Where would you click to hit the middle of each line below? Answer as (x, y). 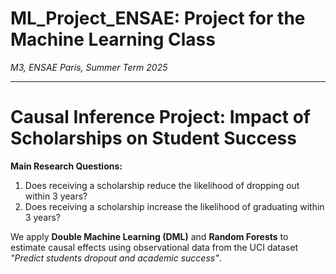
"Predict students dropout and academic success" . (116, 258)
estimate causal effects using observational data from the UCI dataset (154, 247)
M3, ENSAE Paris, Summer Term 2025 (89, 67)
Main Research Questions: (66, 166)
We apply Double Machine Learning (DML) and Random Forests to (149, 236)
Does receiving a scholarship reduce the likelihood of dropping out (162, 185)
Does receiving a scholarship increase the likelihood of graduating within (174, 206)
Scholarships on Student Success (153, 138)
